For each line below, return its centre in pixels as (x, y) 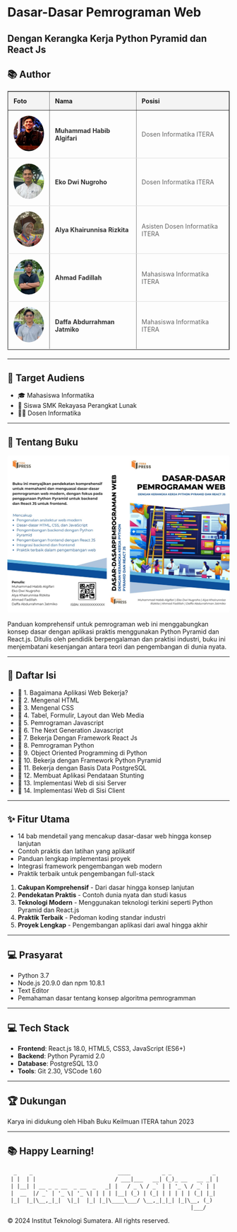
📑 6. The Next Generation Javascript (70, 730)
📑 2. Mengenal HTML (48, 700)
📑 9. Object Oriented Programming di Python (82, 753)
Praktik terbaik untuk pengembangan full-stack (86, 874)
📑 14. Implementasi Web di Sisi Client (71, 790)
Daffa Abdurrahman (85, 321)
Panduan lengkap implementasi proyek (74, 859)
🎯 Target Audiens (46, 378)
